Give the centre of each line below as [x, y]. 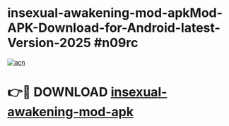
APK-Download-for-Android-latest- [114, 28]
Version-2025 [49, 43]
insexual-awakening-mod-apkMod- [115, 13]
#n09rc [116, 43]
